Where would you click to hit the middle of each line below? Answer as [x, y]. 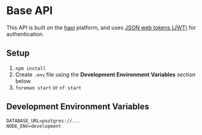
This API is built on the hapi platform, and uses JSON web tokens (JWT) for [101, 27]
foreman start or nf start [48, 87]
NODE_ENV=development [34, 126]
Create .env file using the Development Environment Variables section [105, 75]
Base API [30, 11]
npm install [30, 68]
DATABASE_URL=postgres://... [43, 121]
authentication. [25, 34]
